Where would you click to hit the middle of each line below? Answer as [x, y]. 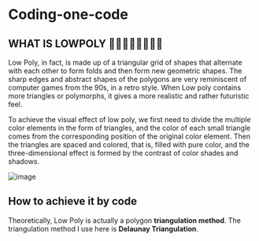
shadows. [24, 161]
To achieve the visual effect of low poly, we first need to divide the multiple [129, 119]
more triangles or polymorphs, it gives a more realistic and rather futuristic [129, 96]
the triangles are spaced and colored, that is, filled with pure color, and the [129, 145]
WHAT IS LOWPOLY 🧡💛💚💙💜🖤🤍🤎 [86, 44]
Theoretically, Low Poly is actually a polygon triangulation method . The [125, 220]
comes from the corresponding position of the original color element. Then [129, 136]
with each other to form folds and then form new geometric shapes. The [125, 71]
